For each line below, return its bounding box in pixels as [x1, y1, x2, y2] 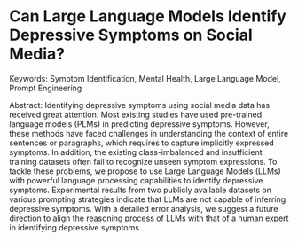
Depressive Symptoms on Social [9, 25, 253, 45]
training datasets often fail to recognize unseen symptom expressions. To [9, 156, 278, 167]
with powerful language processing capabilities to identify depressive [9, 175, 263, 185]
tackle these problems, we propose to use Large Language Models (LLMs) [9, 166, 281, 176]
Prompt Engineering [9, 82, 82, 93]
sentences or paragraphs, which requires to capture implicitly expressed [9, 137, 275, 148]
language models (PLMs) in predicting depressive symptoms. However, [9, 118, 270, 129]
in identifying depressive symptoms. [9, 222, 142, 232]
